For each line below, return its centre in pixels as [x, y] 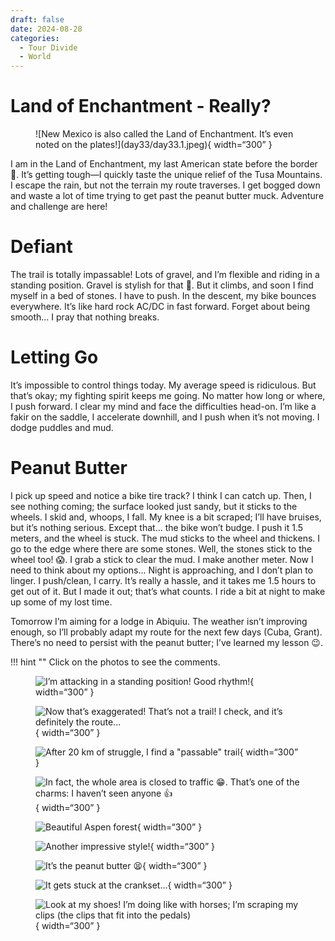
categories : [35, 38]
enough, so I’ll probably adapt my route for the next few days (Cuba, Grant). [166, 632]
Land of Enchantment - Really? [141, 106]
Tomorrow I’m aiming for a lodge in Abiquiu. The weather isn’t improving [159, 621]
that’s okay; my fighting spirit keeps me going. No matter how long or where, [168, 395]
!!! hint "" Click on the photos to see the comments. [115, 662]
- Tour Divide [48, 47]
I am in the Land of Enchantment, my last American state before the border [164, 164]
